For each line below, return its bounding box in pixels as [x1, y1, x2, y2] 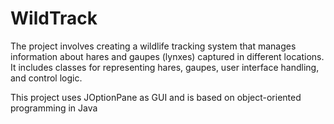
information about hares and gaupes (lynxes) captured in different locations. [10, 50, 325, 62]
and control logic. [10, 72, 83, 84]
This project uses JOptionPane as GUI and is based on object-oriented [10, 91, 302, 103]
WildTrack [10, 7, 98, 30]
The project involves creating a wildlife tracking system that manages [10, 40, 297, 52]
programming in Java [10, 102, 98, 114]
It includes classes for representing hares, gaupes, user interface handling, [10, 61, 320, 73]
